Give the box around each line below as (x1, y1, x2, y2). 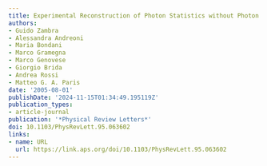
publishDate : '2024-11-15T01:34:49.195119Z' (8, 93, 159, 101)
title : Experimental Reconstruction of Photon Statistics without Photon (8, 11, 260, 20)
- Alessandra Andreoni (8, 34, 84, 42)
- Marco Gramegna (8, 49, 66, 57)
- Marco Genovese (8, 57, 66, 65)
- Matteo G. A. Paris (8, 78, 81, 86)
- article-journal (8, 109, 70, 117)
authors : (8, 19, 38, 27)
